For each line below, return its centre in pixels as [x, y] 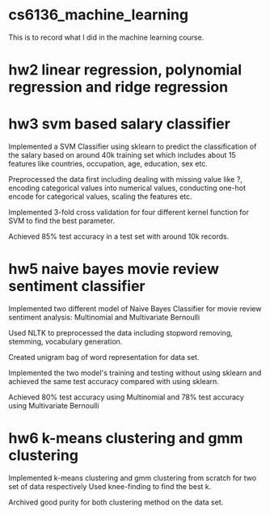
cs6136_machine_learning [98, 15]
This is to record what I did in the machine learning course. [106, 37]
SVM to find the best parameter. [62, 221]
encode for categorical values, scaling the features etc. [100, 196]
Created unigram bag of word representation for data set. [104, 357]
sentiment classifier [77, 287]
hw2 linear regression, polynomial [125, 70]
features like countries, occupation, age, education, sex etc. [108, 164]
